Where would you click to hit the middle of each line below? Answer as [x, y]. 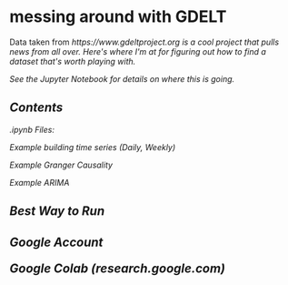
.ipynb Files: [32, 129]
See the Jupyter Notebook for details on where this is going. [122, 78]
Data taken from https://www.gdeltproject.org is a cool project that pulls [144, 42]
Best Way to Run [57, 211]
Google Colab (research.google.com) [117, 268]
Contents [36, 108]
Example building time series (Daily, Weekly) [93, 147]
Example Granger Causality [61, 165]
